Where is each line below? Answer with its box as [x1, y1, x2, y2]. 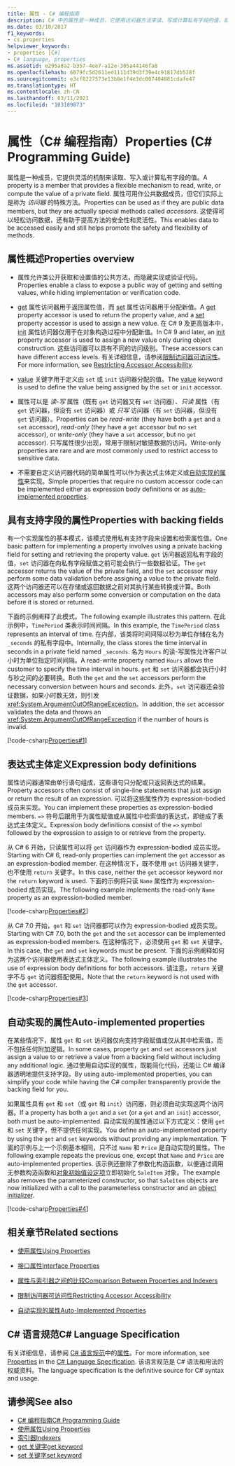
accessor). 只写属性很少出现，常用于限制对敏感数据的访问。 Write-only [17, 438, 222, 447]
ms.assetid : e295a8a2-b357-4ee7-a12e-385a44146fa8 [7, 62, 158, 69]
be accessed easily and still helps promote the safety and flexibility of [7, 223, 208, 232]
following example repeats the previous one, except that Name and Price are [7, 1152, 225, 1160]
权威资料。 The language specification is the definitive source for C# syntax [7, 1366, 225, 1374]
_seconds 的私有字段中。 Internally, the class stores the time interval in [7, 639, 208, 647]
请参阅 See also [7, 1396, 73, 1408]
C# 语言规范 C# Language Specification [7, 1329, 180, 1341]
